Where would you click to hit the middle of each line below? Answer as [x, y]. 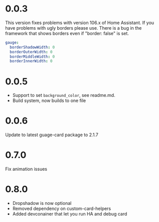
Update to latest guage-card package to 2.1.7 [52, 135]
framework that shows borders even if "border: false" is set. [67, 33]
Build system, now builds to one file [49, 100]
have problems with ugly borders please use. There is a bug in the [73, 28]
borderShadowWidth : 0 [32, 47]
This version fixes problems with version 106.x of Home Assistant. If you [80, 23]
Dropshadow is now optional [42, 203]
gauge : [12, 42]
